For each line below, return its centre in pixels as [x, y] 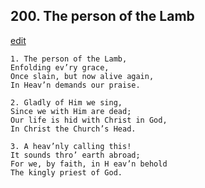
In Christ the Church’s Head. [73, 129]
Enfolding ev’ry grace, [60, 67]
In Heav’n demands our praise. [75, 85]
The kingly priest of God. [66, 172]
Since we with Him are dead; [71, 111]
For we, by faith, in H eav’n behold [89, 164]
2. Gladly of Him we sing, [66, 102]
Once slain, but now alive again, [82, 76]
